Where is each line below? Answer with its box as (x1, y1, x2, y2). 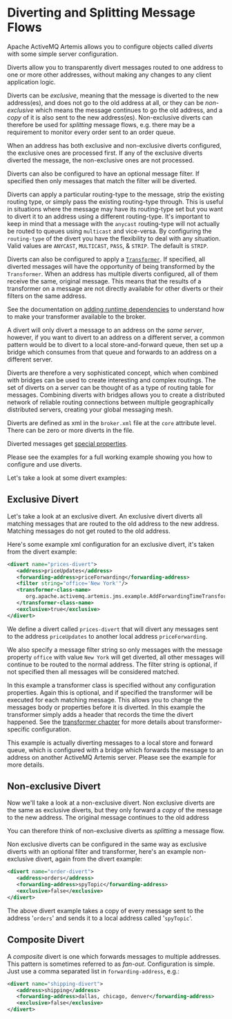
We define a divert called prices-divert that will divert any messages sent (7, 624, 219, 633)
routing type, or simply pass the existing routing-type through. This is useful (7, 197, 224, 205)
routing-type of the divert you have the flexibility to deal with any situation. (7, 234, 221, 243)
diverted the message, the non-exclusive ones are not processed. (7, 156, 195, 164)
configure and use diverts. (7, 460, 82, 468)
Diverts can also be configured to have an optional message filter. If (7, 169, 200, 178)
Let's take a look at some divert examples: (7, 474, 128, 482)
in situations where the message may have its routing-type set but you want (7, 205, 223, 213)
